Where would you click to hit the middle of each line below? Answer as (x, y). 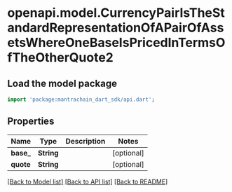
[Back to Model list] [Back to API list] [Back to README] (88, 181)
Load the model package (62, 83)
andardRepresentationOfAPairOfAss (116, 28)
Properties (31, 122)
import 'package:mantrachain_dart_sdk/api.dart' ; (81, 100)
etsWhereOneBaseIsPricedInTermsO (116, 43)
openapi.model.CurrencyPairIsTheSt (116, 13)
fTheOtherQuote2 (61, 58)
